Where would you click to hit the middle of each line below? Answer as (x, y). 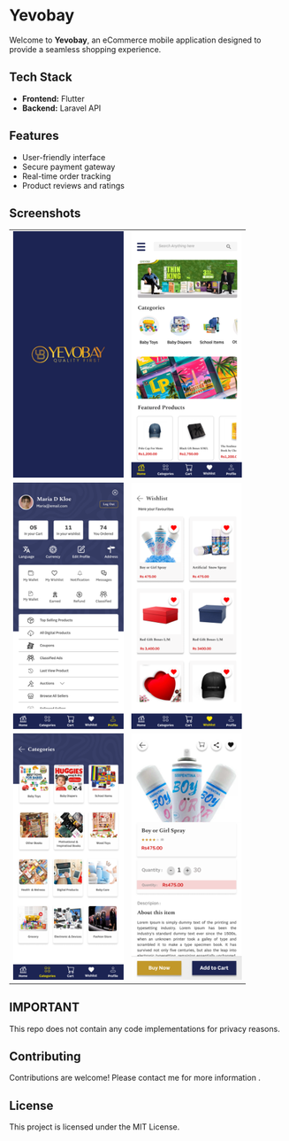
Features (34, 136)
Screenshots (45, 213)
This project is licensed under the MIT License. (95, 1127)
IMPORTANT (44, 1008)
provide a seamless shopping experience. (85, 49)
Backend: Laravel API (61, 108)
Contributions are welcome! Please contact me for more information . (135, 1078)
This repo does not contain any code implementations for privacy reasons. (144, 1028)
